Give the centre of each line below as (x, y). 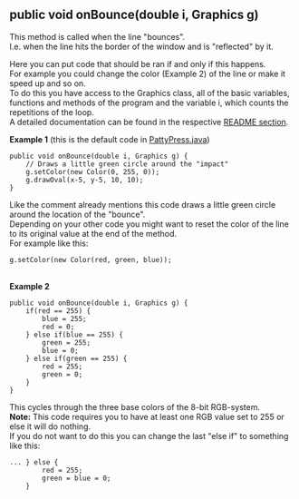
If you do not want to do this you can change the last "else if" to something (149, 435)
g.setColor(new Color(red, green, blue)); (91, 259)
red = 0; (58, 327)
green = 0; (63, 374)
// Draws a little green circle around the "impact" (127, 164)
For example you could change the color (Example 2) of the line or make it (147, 73)
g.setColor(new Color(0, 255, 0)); (93, 171)
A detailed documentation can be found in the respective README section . (149, 122)
